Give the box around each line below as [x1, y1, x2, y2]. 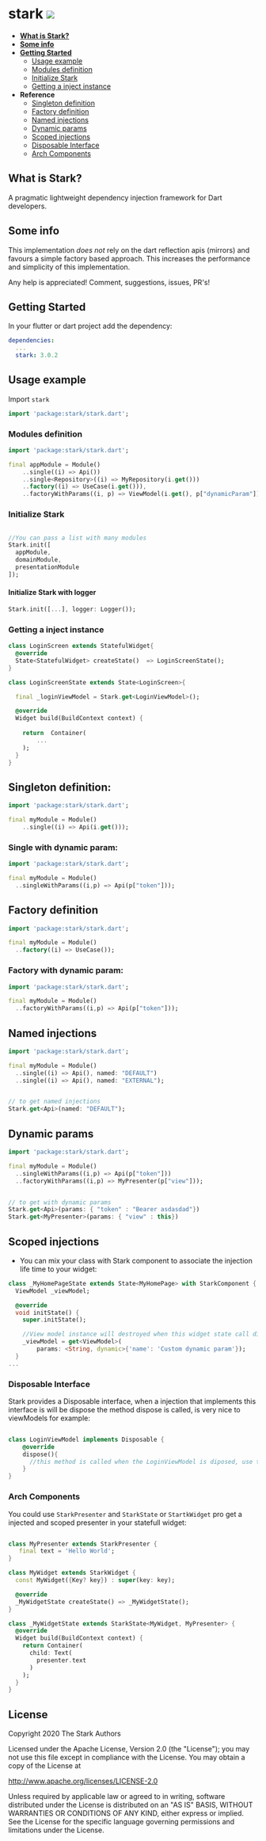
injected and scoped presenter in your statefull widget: [8, 1518, 187, 1527]
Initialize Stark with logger [8, 588, 97, 597]
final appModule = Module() [8, 460, 101, 468]
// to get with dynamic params [8, 1198, 112, 1206]
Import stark [8, 394, 50, 404]
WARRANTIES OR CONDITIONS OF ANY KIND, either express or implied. [8, 1809, 244, 1818]
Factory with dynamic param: [8, 965, 124, 976]
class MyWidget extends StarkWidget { [8, 1569, 136, 1577]
